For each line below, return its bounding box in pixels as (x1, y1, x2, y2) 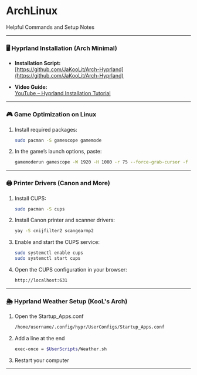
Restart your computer (14, 357, 69, 364)
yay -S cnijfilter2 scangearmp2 (14, 228, 94, 234)
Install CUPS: (14, 195, 47, 202)
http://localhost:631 (14, 277, 67, 283)
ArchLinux (6, 4, 58, 18)
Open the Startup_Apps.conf (14, 313, 84, 320)
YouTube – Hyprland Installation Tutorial (14, 90, 111, 97)
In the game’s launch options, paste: (14, 148, 102, 155)
